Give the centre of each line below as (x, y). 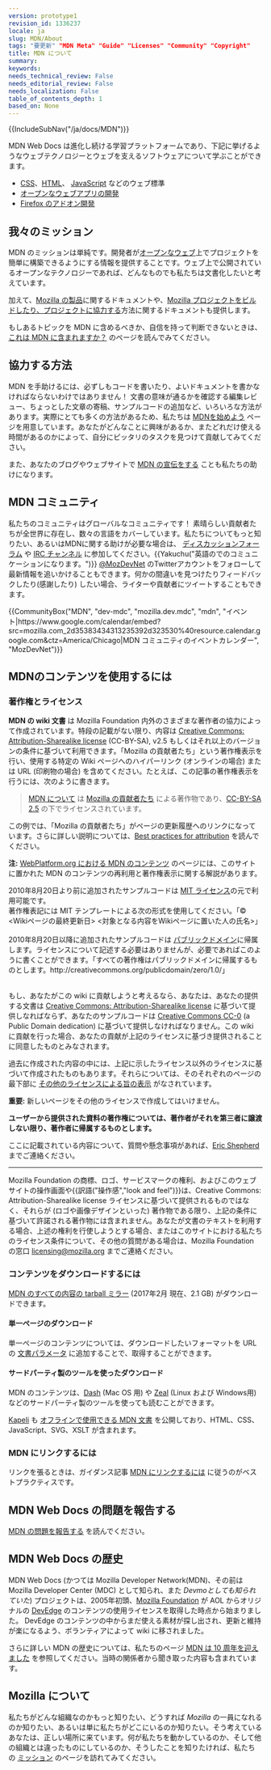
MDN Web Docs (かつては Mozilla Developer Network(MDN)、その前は (126, 1580)
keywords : (25, 69)
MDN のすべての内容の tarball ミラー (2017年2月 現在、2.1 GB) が (116, 1293)
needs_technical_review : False (61, 76)
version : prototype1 (43, 16)
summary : (23, 61)
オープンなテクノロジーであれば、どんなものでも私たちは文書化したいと (135, 273)
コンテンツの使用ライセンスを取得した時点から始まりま (163, 1610)
